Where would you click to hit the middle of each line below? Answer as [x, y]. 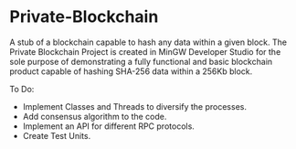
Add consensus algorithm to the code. [95, 116]
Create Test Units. [57, 135]
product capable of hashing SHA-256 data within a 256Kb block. [131, 71]
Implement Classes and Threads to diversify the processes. [134, 106]
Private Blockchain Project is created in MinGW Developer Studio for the [145, 51]
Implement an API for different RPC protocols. [108, 126]
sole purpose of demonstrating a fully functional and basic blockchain [141, 61]
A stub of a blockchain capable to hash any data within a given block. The [148, 42]
